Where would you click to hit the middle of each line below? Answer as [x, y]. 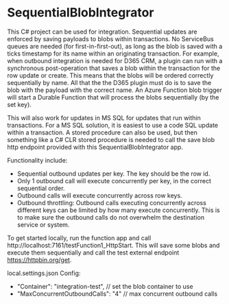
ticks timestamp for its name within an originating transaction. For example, [113, 54]
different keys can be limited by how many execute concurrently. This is [119, 210]
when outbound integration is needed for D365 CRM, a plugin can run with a [115, 60]
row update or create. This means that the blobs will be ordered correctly [110, 75]
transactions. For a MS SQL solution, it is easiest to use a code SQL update [112, 125]
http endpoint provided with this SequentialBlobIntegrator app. [95, 147]
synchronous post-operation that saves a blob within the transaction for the [114, 68]
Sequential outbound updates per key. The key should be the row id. [113, 174]
